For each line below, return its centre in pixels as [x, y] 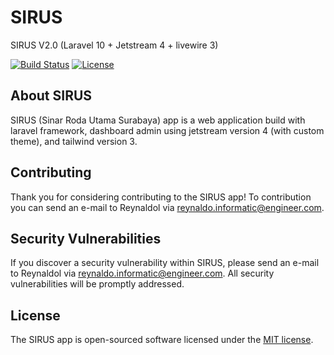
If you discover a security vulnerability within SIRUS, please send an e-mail [165, 263]
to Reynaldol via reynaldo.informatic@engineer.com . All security [142, 273]
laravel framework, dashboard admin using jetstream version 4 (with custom [167, 130]
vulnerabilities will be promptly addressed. [97, 284]
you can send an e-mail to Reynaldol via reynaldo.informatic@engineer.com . [167, 207]
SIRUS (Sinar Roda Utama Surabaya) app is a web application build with [158, 120]
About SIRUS [51, 96]
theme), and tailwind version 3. [74, 141]
